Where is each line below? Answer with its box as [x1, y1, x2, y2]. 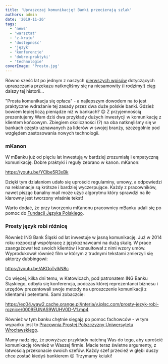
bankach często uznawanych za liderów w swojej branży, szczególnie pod [5, 125, 160, 131]
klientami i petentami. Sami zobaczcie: [5, 291, 85, 297]
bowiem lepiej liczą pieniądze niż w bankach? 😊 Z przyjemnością [5, 109, 142, 115]
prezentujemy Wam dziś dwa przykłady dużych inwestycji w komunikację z [5, 114, 161, 120]
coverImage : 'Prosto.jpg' [5, 64, 60, 69]
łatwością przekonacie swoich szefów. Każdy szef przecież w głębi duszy [5, 347, 159, 353]
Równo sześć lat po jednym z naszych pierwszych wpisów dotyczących [5, 78, 155, 84]
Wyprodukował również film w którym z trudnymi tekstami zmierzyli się [5, 250, 153, 256]
